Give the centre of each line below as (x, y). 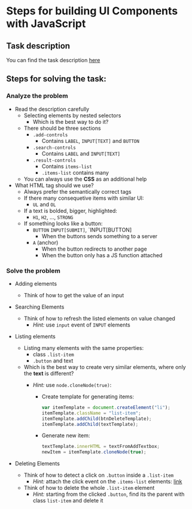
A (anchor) (45, 242)
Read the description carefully (52, 109)
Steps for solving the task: (56, 79)
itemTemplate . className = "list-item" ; (92, 413)
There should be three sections (62, 128)
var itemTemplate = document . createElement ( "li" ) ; (106, 407)
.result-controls (54, 160)
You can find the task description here (53, 60)
